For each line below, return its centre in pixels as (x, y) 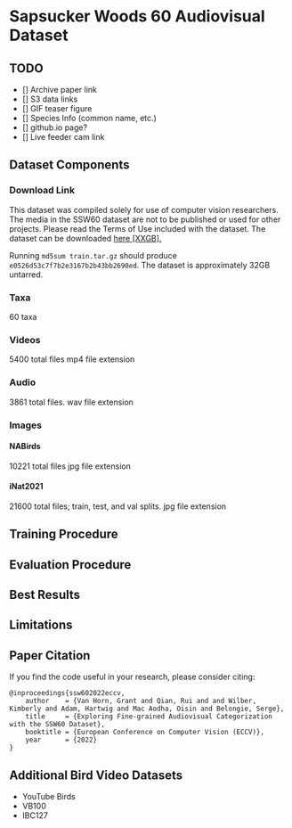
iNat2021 (26, 487)
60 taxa (23, 316)
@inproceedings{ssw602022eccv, (67, 693)
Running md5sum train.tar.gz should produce (93, 255)
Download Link (42, 191)
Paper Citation (50, 656)
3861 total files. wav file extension (71, 402)
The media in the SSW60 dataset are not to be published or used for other (145, 219)
